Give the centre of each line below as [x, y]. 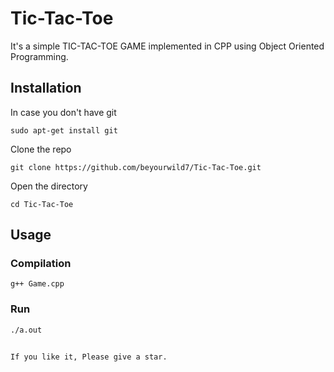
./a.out [26, 330]
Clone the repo [41, 149]
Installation [46, 88]
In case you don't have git [63, 112]
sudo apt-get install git [64, 130]
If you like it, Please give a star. [89, 357]
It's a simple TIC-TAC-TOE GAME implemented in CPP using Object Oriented [167, 46]
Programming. [39, 56]
